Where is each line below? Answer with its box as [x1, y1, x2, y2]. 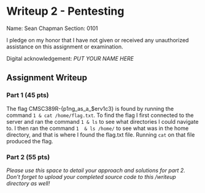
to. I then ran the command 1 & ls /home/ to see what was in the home [6, 124, 189, 132]
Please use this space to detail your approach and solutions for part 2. [6, 167, 185, 174]
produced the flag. [6, 137, 53, 145]
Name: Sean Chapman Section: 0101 [6, 25, 98, 32]
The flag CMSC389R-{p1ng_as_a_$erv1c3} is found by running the [6, 105, 174, 112]
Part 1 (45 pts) [6, 91, 49, 99]
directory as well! [6, 180, 50, 187]
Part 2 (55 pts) [6, 153, 50, 161]
